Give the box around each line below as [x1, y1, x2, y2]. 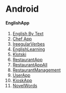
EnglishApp [5, 20, 30, 25]
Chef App [12, 36, 32, 42]
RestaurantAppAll [12, 62, 48, 68]
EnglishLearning [12, 46, 45, 52]
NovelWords [12, 83, 38, 89]
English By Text [12, 31, 44, 37]
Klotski [12, 51, 26, 57]
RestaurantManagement [12, 67, 61, 73]
